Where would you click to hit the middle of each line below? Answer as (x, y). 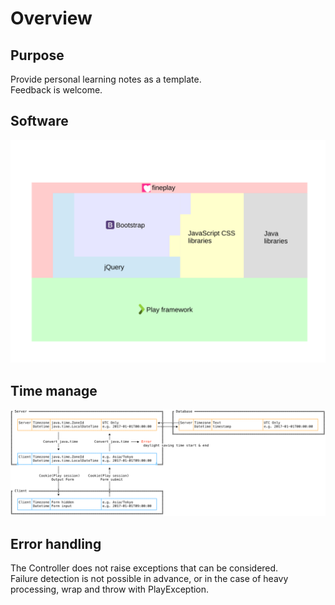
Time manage (54, 390)
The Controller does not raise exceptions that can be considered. (144, 568)
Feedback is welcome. (56, 90)
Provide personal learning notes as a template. (106, 79)
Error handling (56, 543)
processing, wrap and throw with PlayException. (110, 589)
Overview (51, 18)
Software (39, 121)
